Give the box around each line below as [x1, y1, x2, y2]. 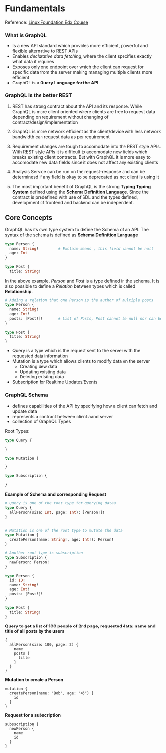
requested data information [12, 353, 68, 359]
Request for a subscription [5, 712, 61, 718]
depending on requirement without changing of [12, 114, 109, 120]
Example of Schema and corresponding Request [5, 491, 106, 497]
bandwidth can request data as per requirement [12, 134, 110, 140]
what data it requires [12, 59, 54, 65]
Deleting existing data [19, 374, 64, 380]
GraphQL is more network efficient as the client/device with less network [12, 128, 161, 134]
